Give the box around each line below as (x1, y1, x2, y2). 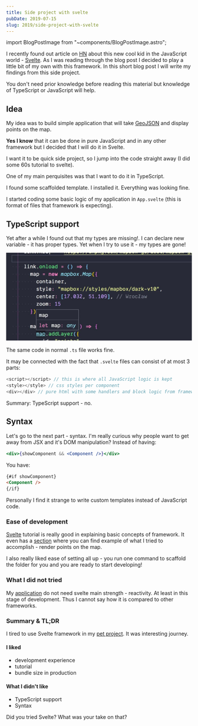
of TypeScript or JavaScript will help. (6, 87, 96, 94)
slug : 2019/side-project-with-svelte (6, 22, 99, 28)
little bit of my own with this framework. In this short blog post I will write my (6, 63, 191, 70)
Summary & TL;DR (6, 617, 60, 625)
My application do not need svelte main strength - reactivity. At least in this (6, 589, 189, 596)
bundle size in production (14, 669, 77, 676)
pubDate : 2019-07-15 (6, 15, 57, 22)
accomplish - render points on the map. (6, 544, 102, 551)
